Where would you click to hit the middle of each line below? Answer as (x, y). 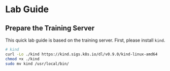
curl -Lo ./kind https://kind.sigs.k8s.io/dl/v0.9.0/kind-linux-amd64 (81, 54)
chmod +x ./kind (22, 59)
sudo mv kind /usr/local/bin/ (37, 64)
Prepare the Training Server (50, 28)
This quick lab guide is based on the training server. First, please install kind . (85, 40)
